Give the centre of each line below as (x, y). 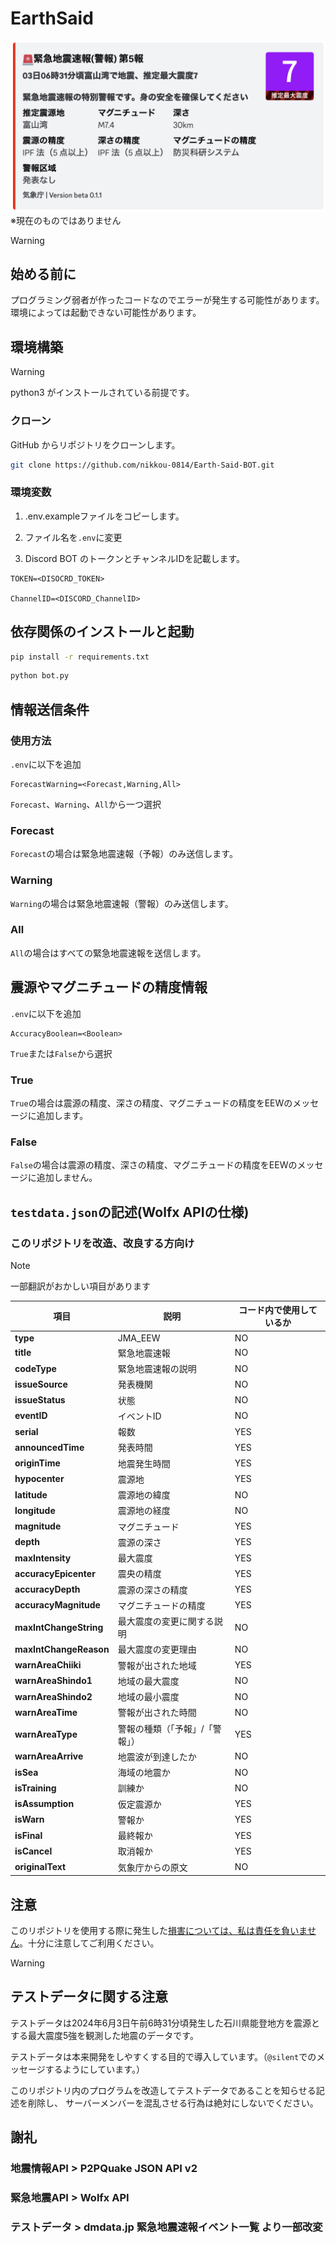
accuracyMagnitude (57, 1605)
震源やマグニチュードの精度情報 (109, 987)
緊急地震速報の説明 (157, 1369)
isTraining (35, 1788)
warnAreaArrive (49, 1756)
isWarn (29, 1819)
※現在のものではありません (66, 220)
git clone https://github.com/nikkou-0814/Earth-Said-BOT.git (142, 465)
